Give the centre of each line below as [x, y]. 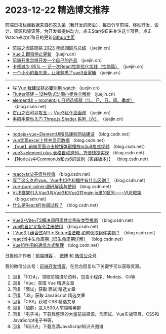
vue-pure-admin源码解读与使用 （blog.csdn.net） [63, 186]
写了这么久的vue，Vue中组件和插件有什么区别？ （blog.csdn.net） [80, 180]
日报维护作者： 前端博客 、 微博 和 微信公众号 [51, 256]
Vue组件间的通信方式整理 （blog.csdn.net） [57, 245]
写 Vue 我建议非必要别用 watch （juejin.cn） [57, 88]
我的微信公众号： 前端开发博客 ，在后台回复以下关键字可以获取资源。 [74, 266]
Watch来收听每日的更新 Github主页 [40, 37]
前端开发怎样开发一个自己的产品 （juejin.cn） [58, 60]
